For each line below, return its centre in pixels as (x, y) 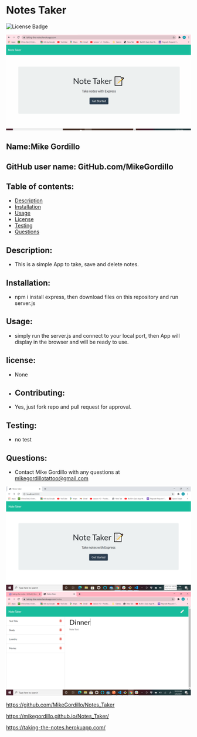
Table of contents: (40, 186)
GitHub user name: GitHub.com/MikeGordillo (90, 167)
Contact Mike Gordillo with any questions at (67, 472)
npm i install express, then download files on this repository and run (96, 297)
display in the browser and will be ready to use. (72, 342)
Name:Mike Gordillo (43, 147)
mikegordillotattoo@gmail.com (52, 478)
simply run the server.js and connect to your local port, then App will (97, 335)
